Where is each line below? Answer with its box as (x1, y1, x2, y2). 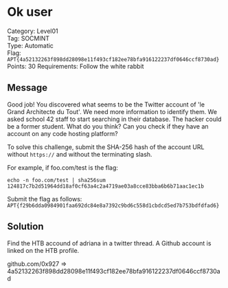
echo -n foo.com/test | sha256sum (7, 177, 106, 184)
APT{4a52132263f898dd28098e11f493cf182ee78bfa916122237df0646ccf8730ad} (7, 56, 220, 63)
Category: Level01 (7, 27, 58, 35)
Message (7, 82, 48, 93)
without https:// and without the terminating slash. (7, 150, 152, 158)
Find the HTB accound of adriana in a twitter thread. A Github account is (7, 239, 212, 247)
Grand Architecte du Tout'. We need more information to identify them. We (7, 107, 218, 115)
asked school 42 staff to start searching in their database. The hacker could (7, 115, 222, 123)
